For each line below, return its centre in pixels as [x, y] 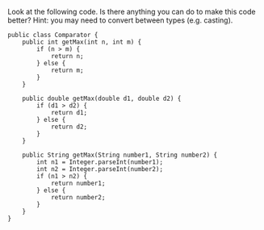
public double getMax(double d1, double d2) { [102, 98]
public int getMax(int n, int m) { [82, 42]
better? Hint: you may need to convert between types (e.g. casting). [120, 20]
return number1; [78, 183]
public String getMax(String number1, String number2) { [120, 155]
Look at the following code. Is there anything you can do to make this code [132, 12]
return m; [67, 70]
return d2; [69, 127]
